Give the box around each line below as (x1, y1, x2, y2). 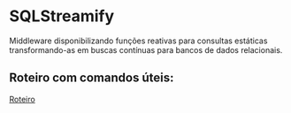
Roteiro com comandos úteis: (9, 71, 174, 86)
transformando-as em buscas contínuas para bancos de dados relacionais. (9, 44, 283, 55)
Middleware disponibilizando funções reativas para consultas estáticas (9, 35, 268, 46)
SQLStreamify (9, 6, 115, 26)
